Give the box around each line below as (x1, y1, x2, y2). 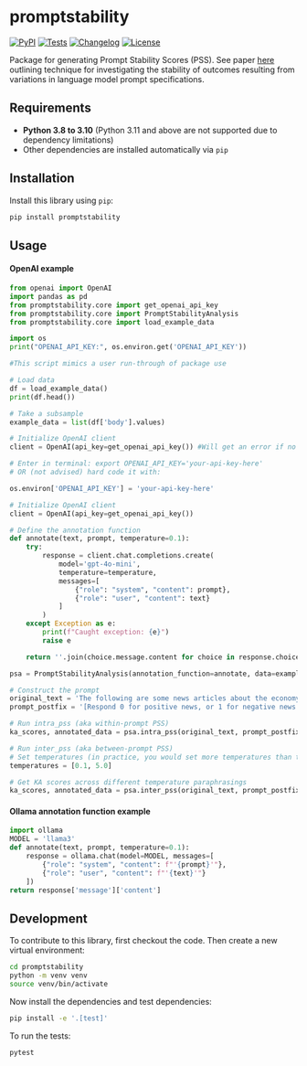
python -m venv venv (9, 971, 89, 980)
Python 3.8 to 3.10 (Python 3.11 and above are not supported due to (22, 124, 278, 135)
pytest (9, 1048, 35, 1057)
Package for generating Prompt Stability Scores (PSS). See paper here (9, 54, 275, 65)
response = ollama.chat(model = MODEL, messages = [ (26, 852, 215, 861)
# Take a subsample (9, 409, 84, 418)
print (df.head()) (9, 392, 76, 401)
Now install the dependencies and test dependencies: (9, 996, 212, 1007)
